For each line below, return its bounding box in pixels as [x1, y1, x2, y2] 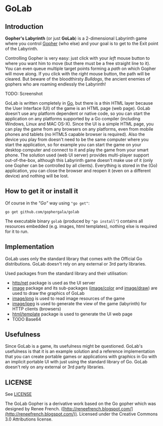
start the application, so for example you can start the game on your [5, 142, 142, 147]
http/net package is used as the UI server [12, 280, 95, 286]
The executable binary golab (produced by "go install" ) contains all [5, 218, 144, 224]
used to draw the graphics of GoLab [12, 290, 85, 296]
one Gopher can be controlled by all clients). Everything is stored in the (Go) [5, 162, 158, 168]
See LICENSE [5, 391, 32, 397]
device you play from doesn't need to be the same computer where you [5, 136, 149, 142]
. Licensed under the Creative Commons [76, 411, 158, 417]
